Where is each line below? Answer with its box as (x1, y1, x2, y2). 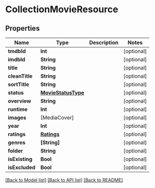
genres (8, 139, 26, 146)
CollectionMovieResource (5, 4, 119, 15)
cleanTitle (8, 73, 33, 80)
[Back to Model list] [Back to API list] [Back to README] (5, 177, 123, 183)
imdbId (8, 56, 26, 63)
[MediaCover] (40, 114, 74, 121)
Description (89, 39, 119, 46)
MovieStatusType (40, 89, 85, 96)
